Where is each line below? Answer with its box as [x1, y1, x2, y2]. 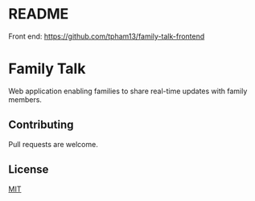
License [8, 162, 49, 177]
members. [8, 94, 43, 105]
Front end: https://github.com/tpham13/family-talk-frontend [8, 31, 205, 41]
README [8, 5, 69, 23]
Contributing [8, 118, 74, 132]
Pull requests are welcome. [8, 139, 98, 149]
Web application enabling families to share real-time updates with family [8, 86, 248, 96]
